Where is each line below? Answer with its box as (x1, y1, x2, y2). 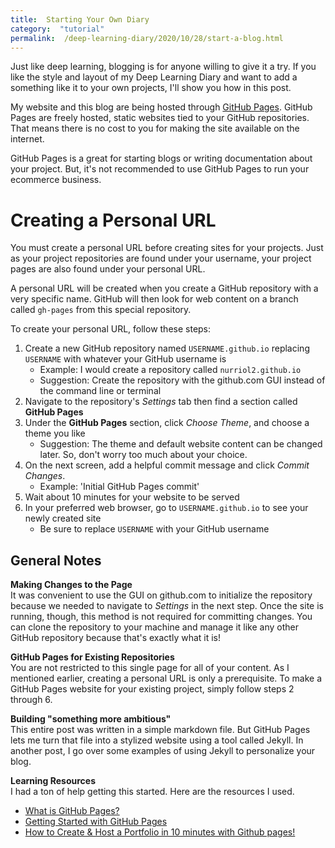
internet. (10, 133, 45, 145)
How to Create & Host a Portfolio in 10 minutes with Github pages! (24, 826, 296, 838)
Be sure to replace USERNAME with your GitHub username (39, 523, 270, 535)
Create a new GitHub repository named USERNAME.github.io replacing (24, 342, 310, 355)
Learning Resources (10, 775, 96, 787)
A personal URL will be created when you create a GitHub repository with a (10, 282, 319, 295)
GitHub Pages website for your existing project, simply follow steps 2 (10, 683, 295, 695)
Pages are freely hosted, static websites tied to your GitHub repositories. (10, 112, 310, 124)
